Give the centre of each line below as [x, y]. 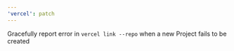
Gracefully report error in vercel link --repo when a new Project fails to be [117, 34]
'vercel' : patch [31, 14]
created [19, 41]
